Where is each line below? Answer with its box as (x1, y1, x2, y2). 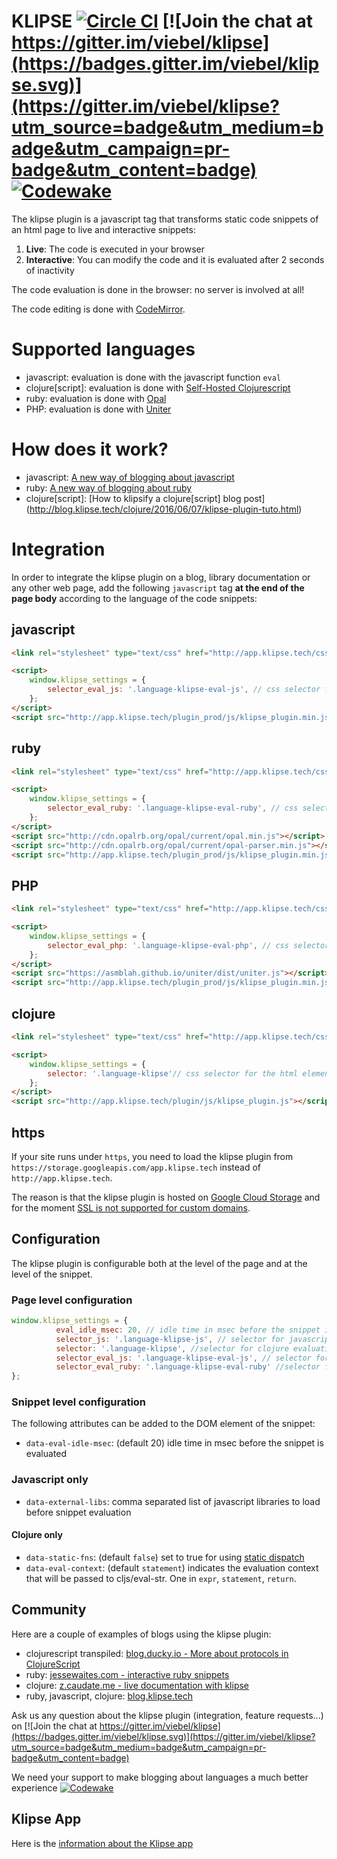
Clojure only (11, 1529, 63, 1541)
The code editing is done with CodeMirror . (11, 303, 186, 315)
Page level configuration (11, 1293, 133, 1307)
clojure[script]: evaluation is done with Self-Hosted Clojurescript (25, 381, 291, 394)
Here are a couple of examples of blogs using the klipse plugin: (11, 1628, 272, 1640)
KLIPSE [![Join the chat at (11, 10, 313, 33)
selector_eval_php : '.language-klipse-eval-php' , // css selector (47, 940, 330, 950)
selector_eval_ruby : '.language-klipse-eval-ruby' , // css (47, 803, 299, 814)
